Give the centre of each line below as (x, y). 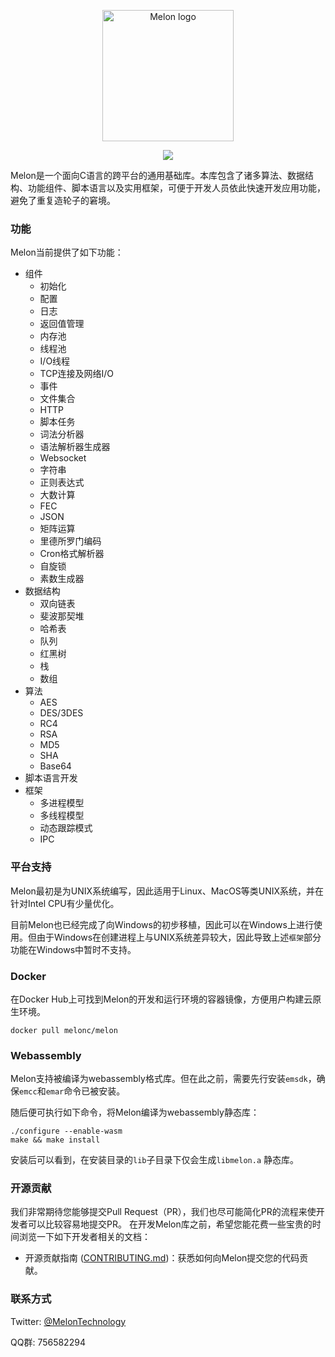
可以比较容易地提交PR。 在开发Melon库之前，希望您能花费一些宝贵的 (170, 1224)
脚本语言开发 (51, 778)
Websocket (63, 458)
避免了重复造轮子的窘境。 (63, 200)
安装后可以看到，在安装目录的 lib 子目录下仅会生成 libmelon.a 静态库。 (155, 1160)
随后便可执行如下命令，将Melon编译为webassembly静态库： (135, 1112)
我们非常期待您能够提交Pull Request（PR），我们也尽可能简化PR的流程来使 (163, 1212)
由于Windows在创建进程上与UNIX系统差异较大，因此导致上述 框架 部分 (179, 937)
